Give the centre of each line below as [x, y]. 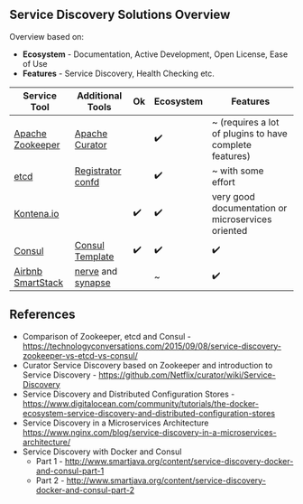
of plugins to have [250, 133]
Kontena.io [37, 213]
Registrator [98, 171]
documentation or [249, 208]
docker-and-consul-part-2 [85, 490]
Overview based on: [46, 36]
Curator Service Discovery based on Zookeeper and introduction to [147, 365]
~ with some [238, 171]
